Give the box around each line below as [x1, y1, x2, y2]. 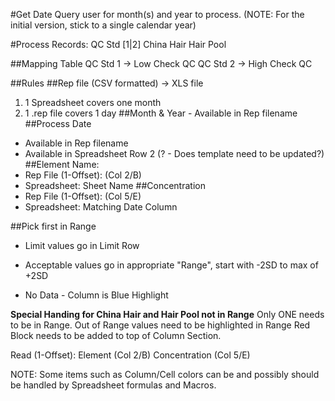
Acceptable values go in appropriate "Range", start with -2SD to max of [24, 259, 319, 271]
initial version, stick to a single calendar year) [10, 19, 197, 31]
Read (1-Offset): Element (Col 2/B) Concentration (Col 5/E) [10, 349, 251, 361]
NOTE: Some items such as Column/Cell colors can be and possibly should [10, 369, 320, 380]
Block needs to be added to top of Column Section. [10, 330, 222, 341]
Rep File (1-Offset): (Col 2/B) [24, 169, 142, 181]
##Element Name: [24, 159, 100, 170]
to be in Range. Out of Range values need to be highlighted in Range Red [10, 319, 311, 331]
